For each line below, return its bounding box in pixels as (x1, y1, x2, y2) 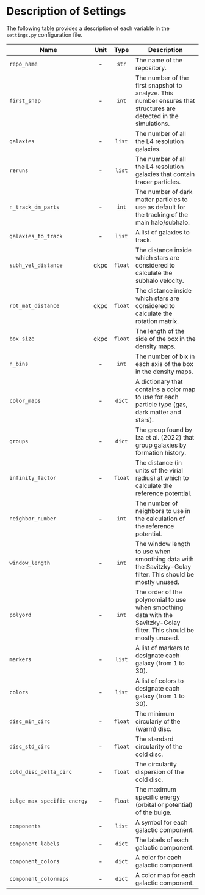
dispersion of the (135, 767, 184, 776)
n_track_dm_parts (9, 203, 60, 211)
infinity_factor (9, 474, 57, 481)
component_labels (9, 840, 60, 847)
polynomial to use (135, 595, 187, 604)
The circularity (135, 760, 177, 768)
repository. (135, 63, 167, 72)
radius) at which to (135, 473, 189, 482)
